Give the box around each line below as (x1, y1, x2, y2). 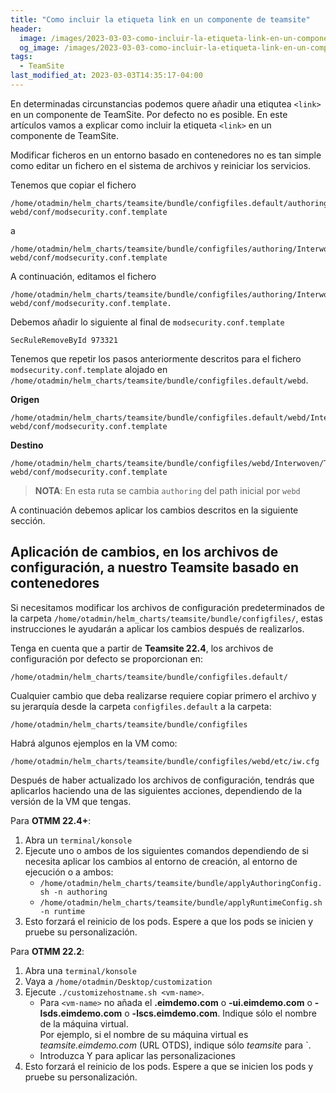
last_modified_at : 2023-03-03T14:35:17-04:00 (10, 71, 203, 81)
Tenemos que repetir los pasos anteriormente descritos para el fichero (10, 352, 302, 365)
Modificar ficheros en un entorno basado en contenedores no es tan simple (10, 149, 322, 161)
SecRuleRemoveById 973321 (10, 335, 118, 345)
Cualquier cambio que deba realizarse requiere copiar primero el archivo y (10, 689, 317, 701)
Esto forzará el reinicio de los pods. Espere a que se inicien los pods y (24, 1060, 314, 1072)
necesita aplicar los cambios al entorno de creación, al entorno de (24, 855, 298, 867)
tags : (10, 52, 33, 62)
